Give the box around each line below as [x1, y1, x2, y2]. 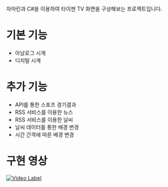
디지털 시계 [14, 56, 41, 64]
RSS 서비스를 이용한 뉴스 [14, 108, 74, 116]
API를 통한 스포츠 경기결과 [14, 101, 77, 108]
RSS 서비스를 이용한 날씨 [14, 116, 74, 123]
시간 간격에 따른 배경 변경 [14, 131, 75, 138]
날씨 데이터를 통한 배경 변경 [14, 123, 80, 131]
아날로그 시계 [14, 49, 46, 56]
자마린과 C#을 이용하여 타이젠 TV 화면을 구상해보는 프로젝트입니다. [6, 5, 163, 12]
